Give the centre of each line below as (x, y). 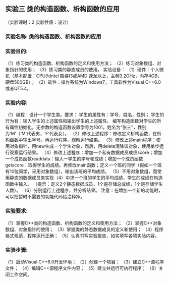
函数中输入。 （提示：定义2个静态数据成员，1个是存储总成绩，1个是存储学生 (84, 184)
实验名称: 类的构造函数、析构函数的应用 (53, 36)
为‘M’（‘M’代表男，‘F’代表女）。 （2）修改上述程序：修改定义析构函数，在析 (83, 134)
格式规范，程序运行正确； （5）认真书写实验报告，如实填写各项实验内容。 (82, 236)
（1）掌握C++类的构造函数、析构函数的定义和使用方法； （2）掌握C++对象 (83, 223)
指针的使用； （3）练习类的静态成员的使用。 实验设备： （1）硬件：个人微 (87, 70)
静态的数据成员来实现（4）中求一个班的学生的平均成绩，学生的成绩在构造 (86, 178)
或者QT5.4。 (18, 89)
